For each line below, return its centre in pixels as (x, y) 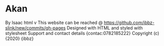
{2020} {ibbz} (19, 38)
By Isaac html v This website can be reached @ (54, 22)
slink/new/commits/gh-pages (35, 27)
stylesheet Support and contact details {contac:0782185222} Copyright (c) (82, 33)
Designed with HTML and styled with (105, 27)
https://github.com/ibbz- (129, 22)
